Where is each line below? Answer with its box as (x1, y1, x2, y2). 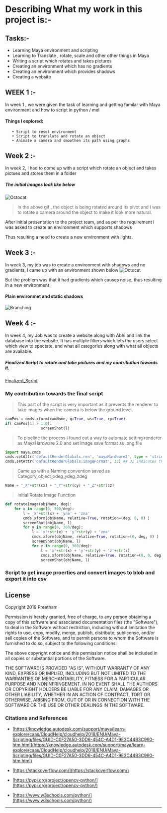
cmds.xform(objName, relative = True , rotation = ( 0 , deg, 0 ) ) (31, 534, 159, 539)
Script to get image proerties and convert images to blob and (5, 569, 155, 576)
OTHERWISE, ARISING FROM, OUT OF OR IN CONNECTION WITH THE (5, 697, 150, 703)
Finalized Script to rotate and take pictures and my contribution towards (5, 360, 158, 366)
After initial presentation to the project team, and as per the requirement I (5, 219, 155, 225)
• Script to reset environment (11, 129, 77, 134)
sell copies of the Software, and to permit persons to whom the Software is (5, 635, 159, 641)
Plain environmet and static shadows (5, 293, 83, 299)
